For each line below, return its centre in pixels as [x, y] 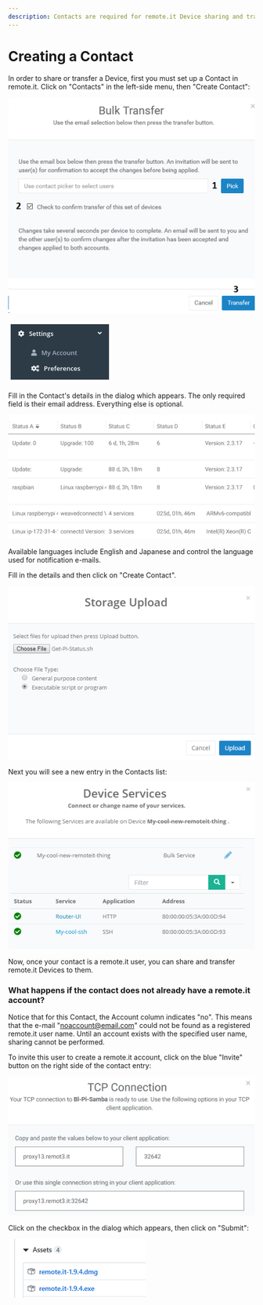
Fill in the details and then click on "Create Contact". [92, 575]
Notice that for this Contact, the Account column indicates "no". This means [130, 1017]
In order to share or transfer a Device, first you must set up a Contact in [123, 78]
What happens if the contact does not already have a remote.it [129, 990]
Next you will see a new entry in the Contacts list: [88, 772]
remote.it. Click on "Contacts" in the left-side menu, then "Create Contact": [129, 86]
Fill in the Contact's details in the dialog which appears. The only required [127, 396]
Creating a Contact [71, 56]
